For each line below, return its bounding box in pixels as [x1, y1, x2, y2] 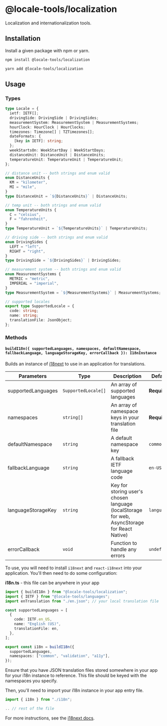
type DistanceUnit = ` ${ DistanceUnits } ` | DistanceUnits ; [5, 194, 128, 199]
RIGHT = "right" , [9, 249, 46, 254]
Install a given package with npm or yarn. [5, 47, 89, 53]
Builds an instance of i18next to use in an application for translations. [5, 361, 146, 367]
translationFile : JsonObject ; [9, 317, 72, 323]
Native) [111, 531, 128, 538]
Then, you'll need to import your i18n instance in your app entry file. [5, 688, 144, 694]
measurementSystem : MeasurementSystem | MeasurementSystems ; [9, 120, 139, 125]
